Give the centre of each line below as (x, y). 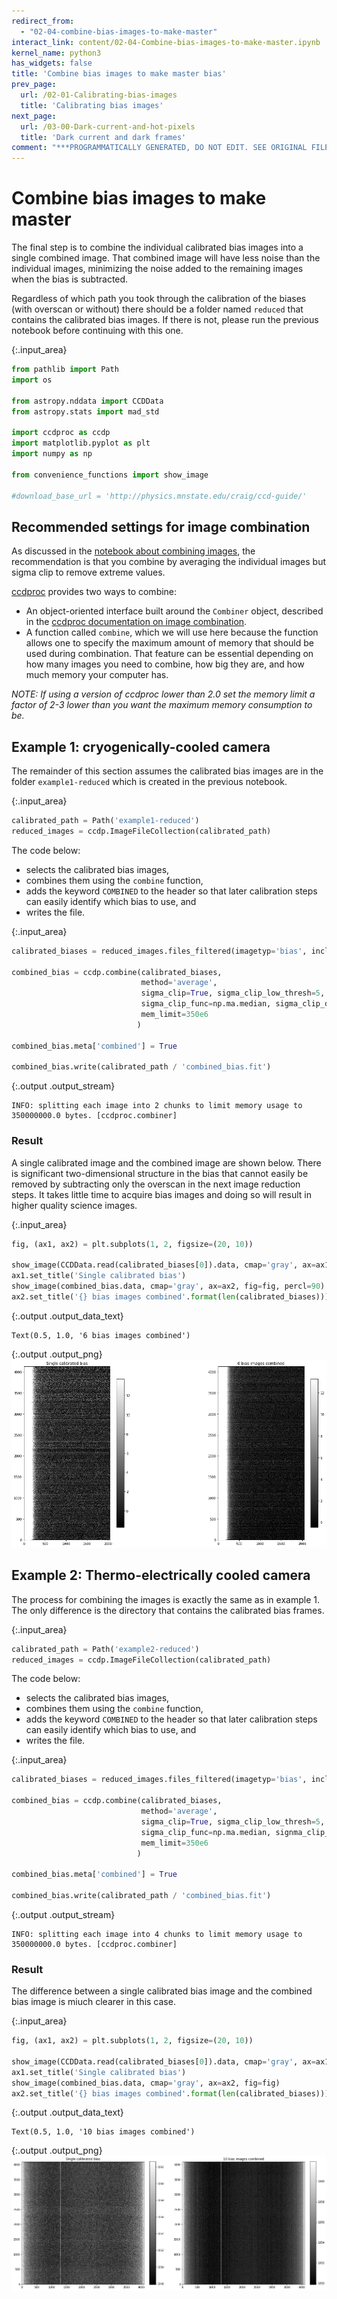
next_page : (34, 116)
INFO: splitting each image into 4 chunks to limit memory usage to (157, 1934)
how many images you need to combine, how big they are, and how (165, 664)
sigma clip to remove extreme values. (88, 572)
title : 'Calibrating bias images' (92, 105)
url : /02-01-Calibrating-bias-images (99, 95)
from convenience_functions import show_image (110, 475)
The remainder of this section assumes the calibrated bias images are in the (167, 771)
